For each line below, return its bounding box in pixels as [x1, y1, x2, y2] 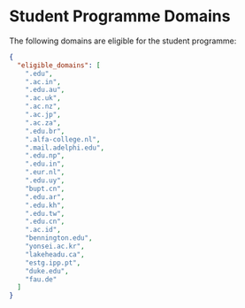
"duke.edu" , [25, 266, 69, 275]
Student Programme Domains [9, 6, 231, 27]
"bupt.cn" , [25, 184, 65, 193]
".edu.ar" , [25, 192, 65, 201]
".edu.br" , [25, 127, 65, 135]
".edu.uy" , [25, 176, 65, 185]
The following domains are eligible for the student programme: [9, 35, 237, 46]
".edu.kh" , [25, 201, 65, 210]
